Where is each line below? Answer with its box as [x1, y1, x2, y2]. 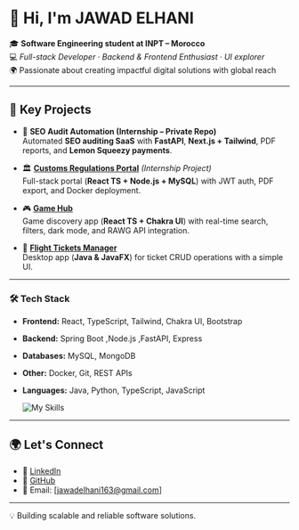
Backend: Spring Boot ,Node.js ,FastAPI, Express [21, 333, 203, 344]
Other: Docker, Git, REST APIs [21, 368, 133, 379]
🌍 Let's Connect [9, 437, 104, 453]
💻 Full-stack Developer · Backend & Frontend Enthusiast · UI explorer [9, 51, 265, 61]
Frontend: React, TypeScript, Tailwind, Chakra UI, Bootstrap [21, 316, 243, 327]
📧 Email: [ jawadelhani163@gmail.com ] [21, 485, 163, 495]
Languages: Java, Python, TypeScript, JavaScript [21, 385, 206, 395]
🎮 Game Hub [21, 202, 74, 213]
